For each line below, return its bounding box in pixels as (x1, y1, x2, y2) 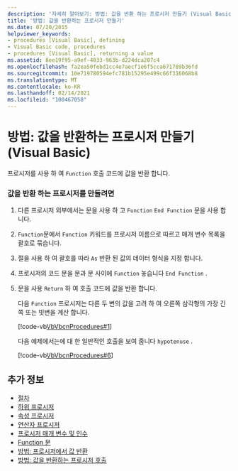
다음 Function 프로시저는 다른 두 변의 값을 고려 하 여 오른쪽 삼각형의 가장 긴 (17, 299, 226, 308)
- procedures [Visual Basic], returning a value (7, 50, 154, 58)
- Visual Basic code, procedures (7, 43, 106, 50)
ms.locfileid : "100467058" (7, 97, 87, 104)
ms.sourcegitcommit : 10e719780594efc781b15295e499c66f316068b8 (7, 70, 198, 77)
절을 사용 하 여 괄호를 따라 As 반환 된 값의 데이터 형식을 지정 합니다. (17, 254, 203, 263)
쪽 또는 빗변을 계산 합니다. (17, 308, 90, 317)
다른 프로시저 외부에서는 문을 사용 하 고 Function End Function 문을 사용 (17, 206, 219, 215)
